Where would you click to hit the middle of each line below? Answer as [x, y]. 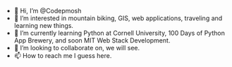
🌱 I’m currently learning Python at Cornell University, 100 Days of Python [120, 33]
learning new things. [44, 25]
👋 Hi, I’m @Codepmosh [48, 11]
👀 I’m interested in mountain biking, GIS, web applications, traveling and [118, 18]
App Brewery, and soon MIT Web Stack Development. [92, 40]
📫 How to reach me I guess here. [63, 55]
